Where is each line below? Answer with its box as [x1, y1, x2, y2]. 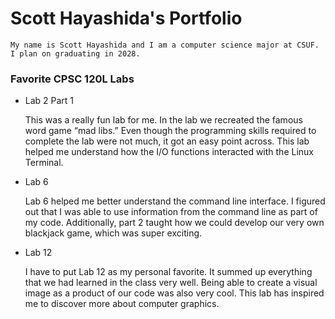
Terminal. [24, 157, 64, 169]
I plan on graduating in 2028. [10, 48, 141, 59]
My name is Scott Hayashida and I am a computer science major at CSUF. [10, 40, 320, 50]
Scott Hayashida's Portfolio [10, 7, 243, 30]
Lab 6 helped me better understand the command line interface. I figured [24, 195, 326, 207]
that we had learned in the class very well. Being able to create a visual [24, 277, 318, 289]
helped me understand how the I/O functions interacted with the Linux [24, 146, 314, 158]
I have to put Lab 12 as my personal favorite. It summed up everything [24, 266, 313, 278]
